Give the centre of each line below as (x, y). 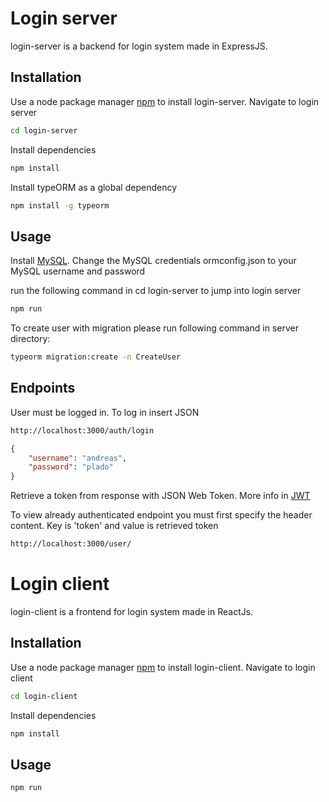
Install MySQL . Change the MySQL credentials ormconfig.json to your (153, 261)
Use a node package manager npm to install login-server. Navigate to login (165, 101)
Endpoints (43, 388)
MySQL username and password (78, 271)
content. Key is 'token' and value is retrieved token (114, 526)
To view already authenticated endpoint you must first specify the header (161, 515)
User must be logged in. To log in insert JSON (105, 412)
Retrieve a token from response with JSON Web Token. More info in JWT (160, 496)
